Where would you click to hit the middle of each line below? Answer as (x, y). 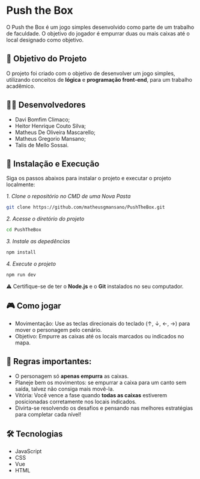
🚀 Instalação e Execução (53, 164)
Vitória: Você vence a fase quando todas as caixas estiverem (91, 395)
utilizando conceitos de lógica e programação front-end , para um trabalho (99, 79)
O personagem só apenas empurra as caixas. (72, 376)
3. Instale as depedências (38, 242)
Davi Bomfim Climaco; (42, 119)
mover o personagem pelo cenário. (58, 330)
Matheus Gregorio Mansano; (50, 138)
